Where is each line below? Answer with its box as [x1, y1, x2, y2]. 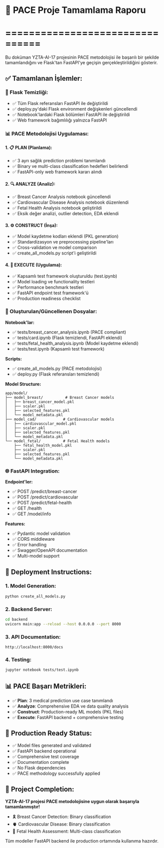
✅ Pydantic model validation [12, 530, 71, 537]
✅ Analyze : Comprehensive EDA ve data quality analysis [12, 703, 129, 709]
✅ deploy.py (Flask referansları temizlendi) [12, 371, 100, 377]
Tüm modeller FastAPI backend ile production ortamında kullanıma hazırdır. [5, 838, 159, 844]
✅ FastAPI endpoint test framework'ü [12, 290, 89, 296]
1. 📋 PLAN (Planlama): [5, 144, 52, 151]
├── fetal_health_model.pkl [14, 443, 72, 448]
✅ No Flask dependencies [12, 764, 66, 771]
